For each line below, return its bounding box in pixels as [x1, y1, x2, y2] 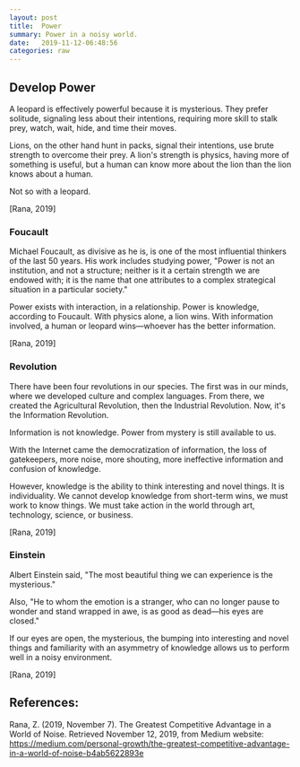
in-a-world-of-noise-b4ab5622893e [9, 747, 144, 758]
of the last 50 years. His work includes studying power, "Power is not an [9, 256, 275, 266]
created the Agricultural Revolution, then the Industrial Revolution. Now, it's [9, 400, 287, 411]
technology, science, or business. [9, 509, 133, 520]
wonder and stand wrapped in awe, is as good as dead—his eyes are [9, 606, 264, 616]
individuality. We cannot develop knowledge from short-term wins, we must [9, 490, 288, 501]
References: [9, 695, 79, 710]
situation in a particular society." [9, 284, 128, 295]
